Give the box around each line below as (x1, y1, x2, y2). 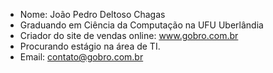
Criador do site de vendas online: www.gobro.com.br (19, 30, 239, 41)
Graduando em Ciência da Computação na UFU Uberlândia (19, 19, 264, 31)
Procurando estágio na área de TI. (19, 40, 161, 52)
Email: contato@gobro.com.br (19, 51, 144, 63)
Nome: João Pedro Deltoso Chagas (19, 9, 166, 20)
